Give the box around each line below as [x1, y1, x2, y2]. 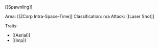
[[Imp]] [12, 37, 26, 43]
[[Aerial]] [12, 32, 31, 38]
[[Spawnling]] [5, 4, 33, 10]
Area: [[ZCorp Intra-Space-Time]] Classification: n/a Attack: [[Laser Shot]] [5, 14, 155, 19]
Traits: [5, 23, 18, 29]
